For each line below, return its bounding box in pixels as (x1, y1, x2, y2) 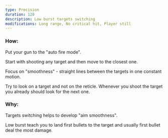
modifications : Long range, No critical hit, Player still (5, 21, 131, 26)
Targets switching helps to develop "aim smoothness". (5, 112, 118, 118)
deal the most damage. (5, 127, 53, 133)
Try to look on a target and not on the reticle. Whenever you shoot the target (5, 83, 163, 89)
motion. (5, 73, 21, 80)
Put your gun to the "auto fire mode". (5, 49, 81, 55)
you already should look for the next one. (5, 88, 90, 95)
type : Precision (5, 7, 39, 12)
